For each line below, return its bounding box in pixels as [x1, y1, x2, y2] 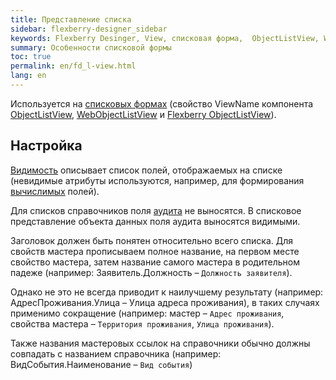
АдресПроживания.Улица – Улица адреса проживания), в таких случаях [10, 296, 320, 308]
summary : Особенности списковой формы [10, 42, 172, 53]
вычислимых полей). [10, 185, 100, 197]
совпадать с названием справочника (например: [10, 347, 222, 360]
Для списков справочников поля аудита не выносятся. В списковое [10, 204, 302, 216]
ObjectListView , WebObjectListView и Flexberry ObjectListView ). [10, 108, 277, 120]
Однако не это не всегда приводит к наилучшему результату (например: [10, 286, 324, 298]
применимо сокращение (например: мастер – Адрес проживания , [10, 307, 285, 319]
